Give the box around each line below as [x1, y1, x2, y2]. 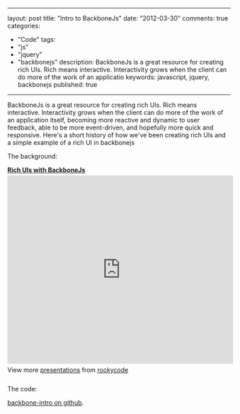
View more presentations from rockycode [7, 366, 129, 374]
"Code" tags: [17, 35, 56, 43]
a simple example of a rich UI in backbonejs [7, 139, 135, 146]
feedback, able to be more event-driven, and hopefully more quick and [7, 123, 214, 132]
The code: [7, 385, 38, 393]
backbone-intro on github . [7, 398, 84, 407]
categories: [7, 22, 40, 30]
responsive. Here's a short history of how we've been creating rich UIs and [7, 131, 227, 139]
